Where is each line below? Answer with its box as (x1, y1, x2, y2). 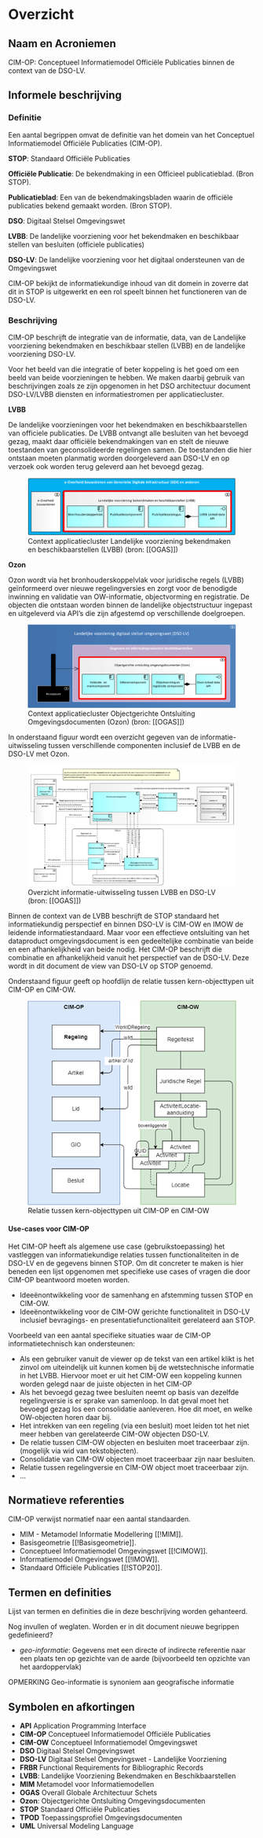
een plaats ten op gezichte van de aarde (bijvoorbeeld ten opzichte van (19, 1654, 250, 1664)
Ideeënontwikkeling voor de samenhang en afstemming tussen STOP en (19, 1290, 254, 1300)
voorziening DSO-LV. (8, 349, 76, 358)
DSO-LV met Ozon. (8, 749, 70, 758)
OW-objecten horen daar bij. (19, 1412, 112, 1422)
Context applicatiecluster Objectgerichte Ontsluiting (27, 709, 195, 718)
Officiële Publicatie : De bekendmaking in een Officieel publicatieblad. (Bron (8, 169, 254, 178)
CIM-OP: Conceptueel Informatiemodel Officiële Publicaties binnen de (8, 57, 236, 67)
